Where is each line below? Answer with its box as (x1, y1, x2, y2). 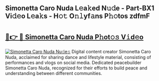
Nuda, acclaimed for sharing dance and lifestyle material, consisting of (5, 54, 151, 60)
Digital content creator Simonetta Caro (71, 49, 151, 54)
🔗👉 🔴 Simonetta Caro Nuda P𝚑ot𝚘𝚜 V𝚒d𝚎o (5, 33, 144, 41)
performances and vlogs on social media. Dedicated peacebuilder (5, 60, 142, 65)
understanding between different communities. (5, 70, 102, 76)
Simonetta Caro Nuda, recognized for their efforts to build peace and (5, 65, 147, 71)
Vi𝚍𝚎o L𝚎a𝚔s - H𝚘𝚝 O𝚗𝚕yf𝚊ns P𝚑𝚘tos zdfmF (5, 12, 150, 21)
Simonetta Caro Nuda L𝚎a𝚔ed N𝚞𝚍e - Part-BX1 (5, 4, 154, 13)
